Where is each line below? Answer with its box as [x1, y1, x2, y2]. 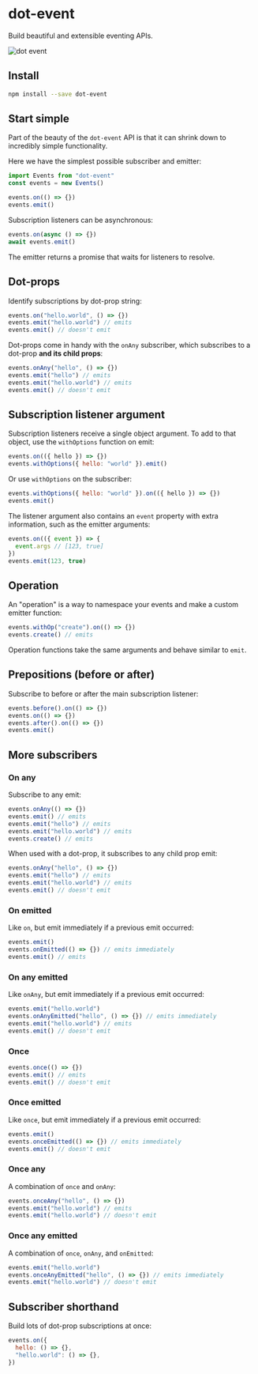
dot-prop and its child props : [8, 349, 103, 358]
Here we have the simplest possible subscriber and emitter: [8, 157, 202, 166]
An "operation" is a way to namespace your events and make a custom [8, 600, 239, 610]
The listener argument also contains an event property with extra [8, 511, 219, 520]
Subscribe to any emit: [8, 790, 81, 799]
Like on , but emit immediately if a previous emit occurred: [8, 923, 194, 933]
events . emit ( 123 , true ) [8, 557, 87, 565]
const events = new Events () [8, 179, 104, 187]
